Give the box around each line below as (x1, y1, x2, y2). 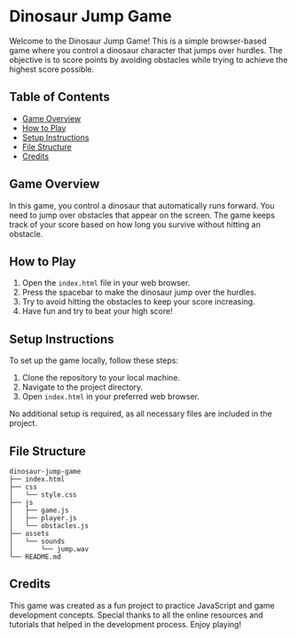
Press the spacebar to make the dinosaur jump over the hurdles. (21, 287, 257, 298)
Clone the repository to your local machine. (21, 373, 180, 383)
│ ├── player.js (9, 514, 77, 523)
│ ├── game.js (9, 506, 69, 515)
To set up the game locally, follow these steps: (9, 355, 179, 366)
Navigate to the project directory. (21, 382, 144, 392)
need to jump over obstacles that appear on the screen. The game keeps (9, 209, 276, 220)
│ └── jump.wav (9, 545, 90, 554)
